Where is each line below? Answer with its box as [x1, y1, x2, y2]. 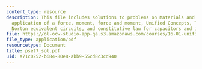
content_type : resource [6, 8, 66, 15]
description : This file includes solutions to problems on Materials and [6, 14, 195, 20]
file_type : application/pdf [6, 37, 77, 43]
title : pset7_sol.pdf [6, 48, 61, 54]
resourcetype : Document [6, 43, 66, 49]
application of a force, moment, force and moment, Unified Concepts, [11, 20, 192, 26]
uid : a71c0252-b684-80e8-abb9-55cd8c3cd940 [6, 53, 117, 59]
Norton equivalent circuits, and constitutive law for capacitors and [11, 25, 192, 32]
